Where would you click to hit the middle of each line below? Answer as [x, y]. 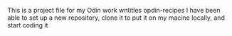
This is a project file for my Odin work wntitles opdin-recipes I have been [114, 10]
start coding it [28, 25]
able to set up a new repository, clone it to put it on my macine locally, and [116, 18]
